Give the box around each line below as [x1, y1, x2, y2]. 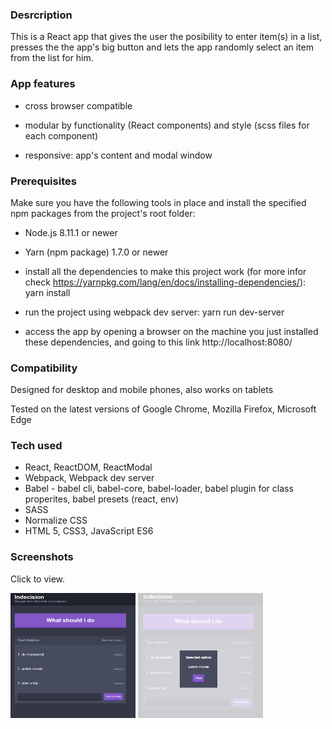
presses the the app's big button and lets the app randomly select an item [10, 41, 314, 53]
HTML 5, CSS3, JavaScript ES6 [24, 525, 154, 537]
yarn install [24, 286, 71, 298]
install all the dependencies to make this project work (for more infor [24, 265, 307, 277]
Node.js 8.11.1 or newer [24, 226, 118, 238]
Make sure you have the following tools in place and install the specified [10, 196, 307, 208]
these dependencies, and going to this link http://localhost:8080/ [24, 336, 293, 348]
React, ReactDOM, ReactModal [24, 461, 153, 473]
